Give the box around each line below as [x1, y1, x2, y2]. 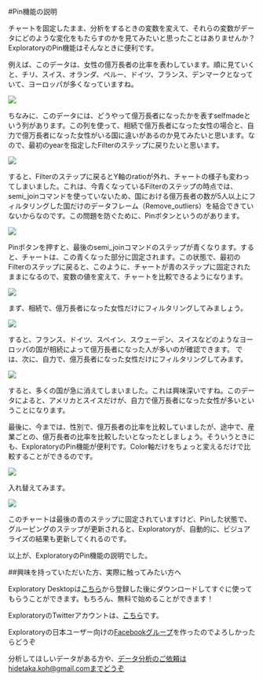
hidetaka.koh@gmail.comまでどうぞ [8, 664, 125, 673]
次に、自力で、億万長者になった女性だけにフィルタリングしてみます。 [21, 354, 247, 364]
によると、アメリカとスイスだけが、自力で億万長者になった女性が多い [14, 396, 241, 405]
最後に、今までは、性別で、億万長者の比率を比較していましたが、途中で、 [8, 423, 248, 431]
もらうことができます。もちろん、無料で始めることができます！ [8, 594, 214, 603]
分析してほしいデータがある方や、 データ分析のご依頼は [8, 654, 187, 663]
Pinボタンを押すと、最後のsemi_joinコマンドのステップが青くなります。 [8, 243, 241, 251]
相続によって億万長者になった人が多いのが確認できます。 [49, 345, 234, 353]
